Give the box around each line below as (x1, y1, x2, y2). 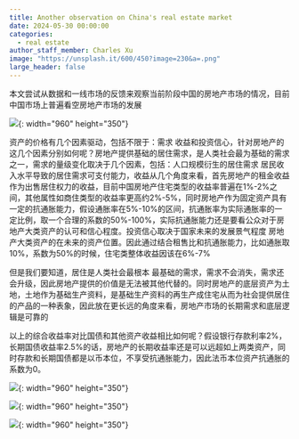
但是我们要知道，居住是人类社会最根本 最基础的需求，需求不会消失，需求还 (9, 266, 285, 277)
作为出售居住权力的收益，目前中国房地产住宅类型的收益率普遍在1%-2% (9, 181, 270, 191)
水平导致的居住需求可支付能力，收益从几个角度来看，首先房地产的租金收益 (16, 170, 290, 181)
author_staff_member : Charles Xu (9, 46, 133, 55)
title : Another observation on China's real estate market (9, 12, 233, 22)
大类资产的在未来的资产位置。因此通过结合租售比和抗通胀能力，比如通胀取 (16, 237, 290, 248)
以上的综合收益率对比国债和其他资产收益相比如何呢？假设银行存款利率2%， (9, 330, 287, 341)
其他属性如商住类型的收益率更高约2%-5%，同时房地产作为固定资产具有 (24, 192, 287, 203)
